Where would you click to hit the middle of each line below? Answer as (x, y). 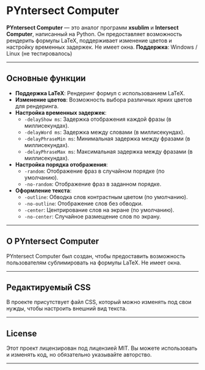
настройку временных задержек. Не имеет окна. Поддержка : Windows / (102, 47)
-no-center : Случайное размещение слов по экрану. (93, 216)
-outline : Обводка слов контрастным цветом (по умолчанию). (106, 197)
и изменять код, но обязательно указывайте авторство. (79, 355)
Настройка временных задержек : (61, 112)
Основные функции (46, 78)
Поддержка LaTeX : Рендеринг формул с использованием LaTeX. (100, 93)
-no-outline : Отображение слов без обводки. (84, 203)
